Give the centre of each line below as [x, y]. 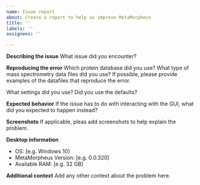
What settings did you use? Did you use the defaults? [72, 92]
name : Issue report [31, 12]
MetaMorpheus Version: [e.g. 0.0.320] [62, 158]
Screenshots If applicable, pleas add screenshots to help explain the [91, 122]
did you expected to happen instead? [52, 110]
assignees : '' [24, 34]
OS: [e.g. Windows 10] [42, 151]
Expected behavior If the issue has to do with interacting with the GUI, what [100, 104]
